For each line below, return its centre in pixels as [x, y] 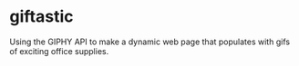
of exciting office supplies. [59, 51]
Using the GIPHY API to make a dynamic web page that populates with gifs [149, 42]
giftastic [41, 17]
